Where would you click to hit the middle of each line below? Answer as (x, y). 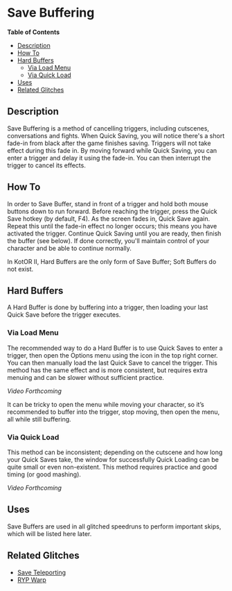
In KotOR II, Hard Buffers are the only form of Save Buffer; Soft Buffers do (112, 261)
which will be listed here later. (50, 533)
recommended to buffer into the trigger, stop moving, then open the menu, (114, 412)
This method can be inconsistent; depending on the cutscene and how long (115, 452)
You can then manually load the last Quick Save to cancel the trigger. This (113, 363)
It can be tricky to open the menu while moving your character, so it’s (106, 404)
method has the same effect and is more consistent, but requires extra (107, 370)
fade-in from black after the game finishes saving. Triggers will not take (109, 143)
